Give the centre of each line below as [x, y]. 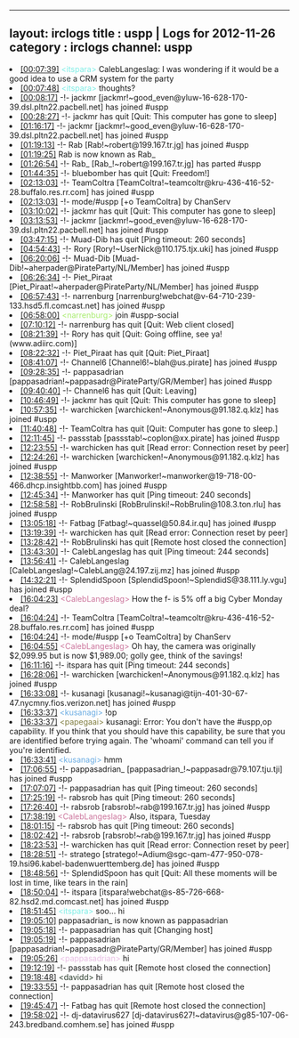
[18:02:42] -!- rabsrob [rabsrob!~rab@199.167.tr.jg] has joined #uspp [146, 835]
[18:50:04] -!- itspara [59, 892]
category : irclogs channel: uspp [101, 48]
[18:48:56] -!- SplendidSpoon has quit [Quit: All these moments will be [149, 872]
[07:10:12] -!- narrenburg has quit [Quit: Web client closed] [128, 324]
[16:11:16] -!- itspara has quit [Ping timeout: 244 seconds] [125, 665]
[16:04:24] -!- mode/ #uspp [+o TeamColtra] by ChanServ [126, 637]
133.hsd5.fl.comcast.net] [55, 305]
